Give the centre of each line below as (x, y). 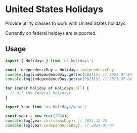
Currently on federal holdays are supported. (51, 33)
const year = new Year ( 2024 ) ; (37, 116)
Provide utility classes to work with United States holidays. (66, 23)
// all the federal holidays (40, 93)
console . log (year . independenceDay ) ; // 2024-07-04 (60, 125)
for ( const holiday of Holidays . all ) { (47, 88)
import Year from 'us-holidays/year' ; (46, 107)
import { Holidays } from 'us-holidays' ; (50, 61)
